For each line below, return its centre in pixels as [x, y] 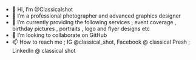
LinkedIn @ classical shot [44, 51]
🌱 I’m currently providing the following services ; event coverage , [94, 22]
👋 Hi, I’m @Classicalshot [42, 9]
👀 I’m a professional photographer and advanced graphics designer [96, 16]
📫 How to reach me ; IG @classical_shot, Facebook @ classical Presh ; [101, 42]
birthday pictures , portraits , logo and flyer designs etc [81, 28]
